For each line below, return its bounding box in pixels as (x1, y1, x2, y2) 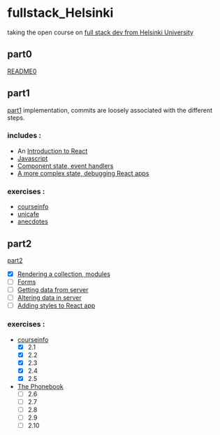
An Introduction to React (17, 146, 88, 155)
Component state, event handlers (17, 161, 114, 170)
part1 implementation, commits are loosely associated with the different (7, 106, 213, 114)
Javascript (17, 154, 48, 163)
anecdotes (17, 217, 49, 226)
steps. (7, 113, 25, 122)
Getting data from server (17, 286, 89, 294)
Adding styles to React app (17, 301, 96, 310)
